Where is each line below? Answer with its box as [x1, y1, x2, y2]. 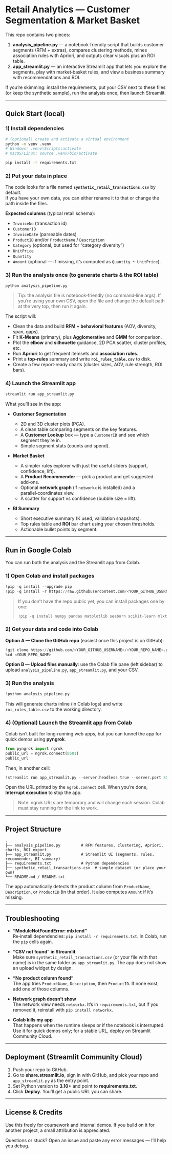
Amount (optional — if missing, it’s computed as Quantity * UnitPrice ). [12, 259, 161, 265]
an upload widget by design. [12, 965, 73, 971]
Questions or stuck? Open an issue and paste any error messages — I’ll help [5, 1137, 166, 1143]
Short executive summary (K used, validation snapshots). [20, 515, 141, 521]
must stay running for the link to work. [17, 805, 98, 811]
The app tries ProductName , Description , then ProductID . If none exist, [12, 981, 159, 987]
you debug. [5, 1143, 30, 1149]
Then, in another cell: [5, 765, 50, 771]
